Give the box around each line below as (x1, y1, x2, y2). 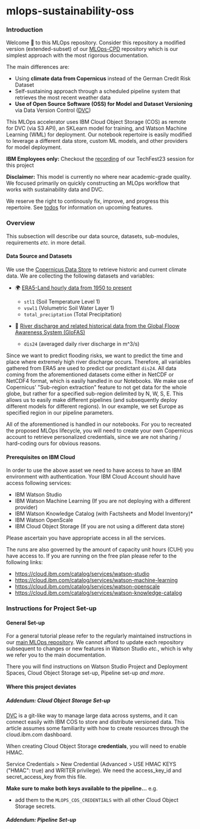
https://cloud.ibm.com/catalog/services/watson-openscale (14, 583, 160, 590)
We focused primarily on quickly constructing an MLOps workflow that (6, 179, 180, 187)
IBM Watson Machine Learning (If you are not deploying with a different (14, 498, 191, 505)
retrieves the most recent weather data (14, 94, 111, 101)
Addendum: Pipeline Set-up (6, 816, 76, 824)
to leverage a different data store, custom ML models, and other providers (6, 138, 188, 145)
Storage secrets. (14, 803, 56, 810)
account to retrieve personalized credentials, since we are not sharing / (6, 433, 181, 440)
